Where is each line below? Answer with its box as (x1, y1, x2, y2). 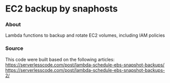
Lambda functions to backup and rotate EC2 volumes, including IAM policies (5, 32, 165, 38)
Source (5, 45, 24, 52)
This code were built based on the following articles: (5, 56, 115, 62)
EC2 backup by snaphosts (5, 3, 118, 15)
